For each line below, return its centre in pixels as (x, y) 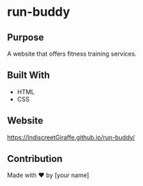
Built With (28, 75)
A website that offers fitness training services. (72, 54)
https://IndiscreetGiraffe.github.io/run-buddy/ (71, 137)
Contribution (35, 159)
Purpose (26, 37)
